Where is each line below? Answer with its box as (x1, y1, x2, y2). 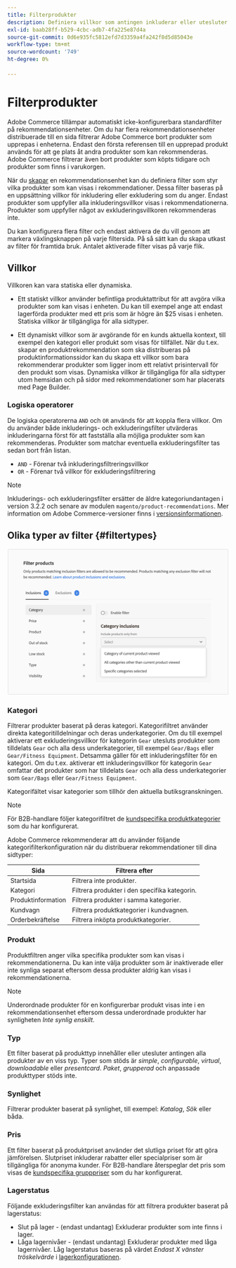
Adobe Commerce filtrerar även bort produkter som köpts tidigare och (7, 155, 211, 163)
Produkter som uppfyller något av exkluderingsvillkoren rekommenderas (7, 206, 216, 214)
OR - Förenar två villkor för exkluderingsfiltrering (17, 467, 156, 476)
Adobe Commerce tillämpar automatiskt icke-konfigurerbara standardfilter (7, 117, 223, 126)
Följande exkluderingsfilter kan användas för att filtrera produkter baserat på (7, 1201, 228, 1210)
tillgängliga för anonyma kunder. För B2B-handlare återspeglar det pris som (7, 1161, 226, 1169)
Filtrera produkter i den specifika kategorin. (72, 886, 197, 895)
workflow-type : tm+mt (7, 41, 71, 48)
